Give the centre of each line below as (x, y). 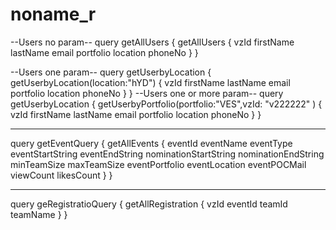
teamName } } (39, 214)
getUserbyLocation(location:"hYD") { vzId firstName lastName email (150, 82)
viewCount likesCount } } (61, 175)
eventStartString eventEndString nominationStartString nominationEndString (167, 154)
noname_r (53, 14)
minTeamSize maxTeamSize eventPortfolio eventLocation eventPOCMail (158, 164)
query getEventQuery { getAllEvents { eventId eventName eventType (151, 143)
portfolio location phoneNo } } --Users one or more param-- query (147, 93)
